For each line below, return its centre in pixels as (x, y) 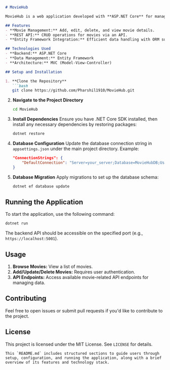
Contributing (26, 298)
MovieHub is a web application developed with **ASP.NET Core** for (79, 16)
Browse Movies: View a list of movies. (53, 266)
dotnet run (17, 223)
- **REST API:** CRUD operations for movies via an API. (67, 35)
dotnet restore (29, 134)
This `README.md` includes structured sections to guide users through (82, 353)
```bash (20, 86)
